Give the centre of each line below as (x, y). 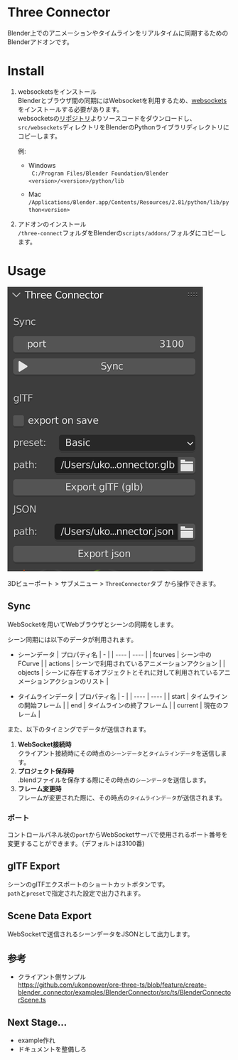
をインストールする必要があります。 (70, 109)
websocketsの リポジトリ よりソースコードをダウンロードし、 (107, 118)
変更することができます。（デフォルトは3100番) (76, 843)
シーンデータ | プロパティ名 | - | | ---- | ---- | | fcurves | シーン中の (114, 654)
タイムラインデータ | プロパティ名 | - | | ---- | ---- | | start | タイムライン (123, 696)
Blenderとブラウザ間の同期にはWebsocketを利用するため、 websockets (122, 100)
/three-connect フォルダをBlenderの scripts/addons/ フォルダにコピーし (122, 232)
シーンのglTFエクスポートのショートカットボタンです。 (88, 884)
